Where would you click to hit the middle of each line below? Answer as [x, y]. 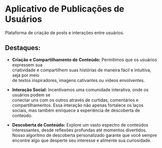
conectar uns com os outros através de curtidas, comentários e [75, 100]
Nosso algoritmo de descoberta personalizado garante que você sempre [84, 135]
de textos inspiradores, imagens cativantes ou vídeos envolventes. [78, 80]
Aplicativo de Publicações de [65, 9]
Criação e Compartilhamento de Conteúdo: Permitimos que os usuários [84, 60]
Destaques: [23, 48]
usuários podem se [31, 95]
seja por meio [26, 75]
